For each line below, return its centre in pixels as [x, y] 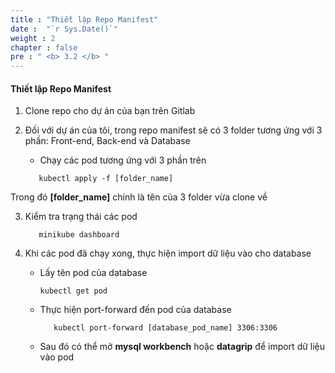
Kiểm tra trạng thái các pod [81, 217]
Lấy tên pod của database [93, 273]
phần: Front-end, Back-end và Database [107, 141]
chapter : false [44, 47]
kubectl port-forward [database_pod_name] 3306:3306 [165, 328]
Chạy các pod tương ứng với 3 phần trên [123, 160]
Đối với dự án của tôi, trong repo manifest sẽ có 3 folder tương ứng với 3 [173, 130]
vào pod [57, 357]
